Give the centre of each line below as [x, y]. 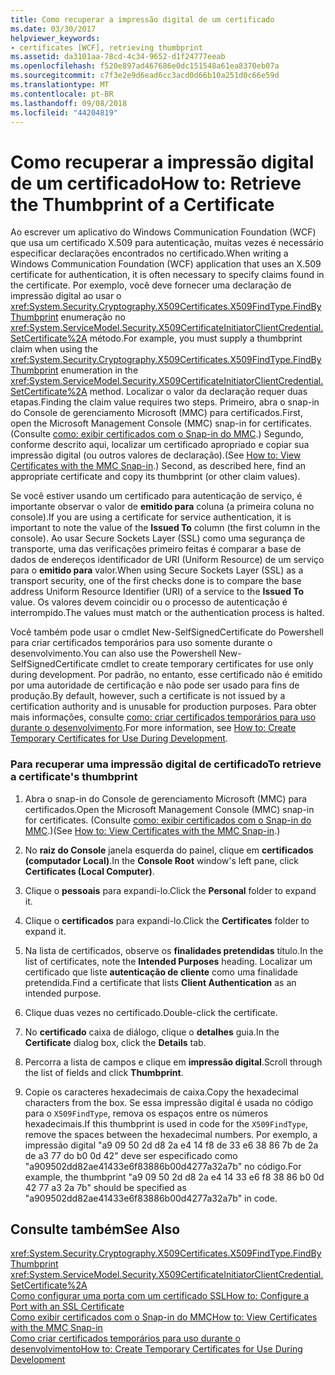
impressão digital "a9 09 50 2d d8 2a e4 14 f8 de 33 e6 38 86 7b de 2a [171, 1145]
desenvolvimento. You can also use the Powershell [113, 653]
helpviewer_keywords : [55, 38]
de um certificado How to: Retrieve [156, 183]
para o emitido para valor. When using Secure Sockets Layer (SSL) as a [157, 570]
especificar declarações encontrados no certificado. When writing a [149, 253]
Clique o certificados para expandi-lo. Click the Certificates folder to [167, 920]
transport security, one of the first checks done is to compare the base [156, 581]
